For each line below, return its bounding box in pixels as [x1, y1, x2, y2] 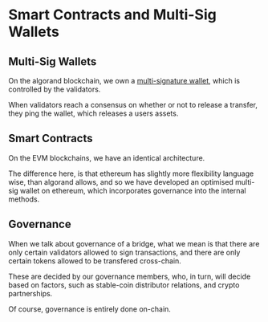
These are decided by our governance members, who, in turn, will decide [8, 271, 251, 281]
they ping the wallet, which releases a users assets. [8, 108, 179, 118]
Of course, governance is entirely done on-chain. [8, 304, 171, 314]
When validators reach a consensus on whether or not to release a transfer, [8, 100, 258, 109]
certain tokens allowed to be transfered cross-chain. [8, 255, 182, 266]
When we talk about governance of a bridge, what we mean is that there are [8, 238, 260, 248]
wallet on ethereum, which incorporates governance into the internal [19, 185, 246, 195]
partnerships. [8, 288, 53, 298]
